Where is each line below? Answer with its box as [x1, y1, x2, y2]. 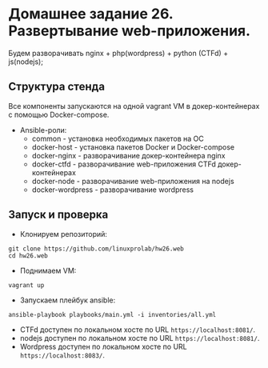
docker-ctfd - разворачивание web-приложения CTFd [31, 159, 216, 169]
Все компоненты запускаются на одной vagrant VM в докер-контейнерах [8, 101, 260, 110]
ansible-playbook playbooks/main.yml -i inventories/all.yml [8, 310, 217, 318]
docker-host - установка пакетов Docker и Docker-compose [31, 142, 234, 152]
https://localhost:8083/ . [19, 350, 106, 360]
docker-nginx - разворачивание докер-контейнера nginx [31, 150, 226, 160]
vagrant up [8, 281, 45, 289]
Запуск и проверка [8, 208, 109, 222]
